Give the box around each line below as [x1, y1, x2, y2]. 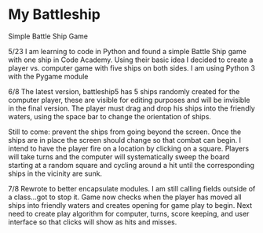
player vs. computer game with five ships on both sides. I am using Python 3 [8, 63, 255, 72]
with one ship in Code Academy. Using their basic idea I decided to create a [8, 55, 254, 64]
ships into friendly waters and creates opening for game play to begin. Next [8, 200, 253, 209]
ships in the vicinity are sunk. [8, 169, 103, 178]
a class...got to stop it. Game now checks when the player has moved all [8, 192, 242, 202]
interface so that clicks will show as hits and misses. [8, 217, 177, 227]
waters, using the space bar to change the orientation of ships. [8, 111, 212, 121]
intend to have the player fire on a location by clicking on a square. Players [8, 144, 250, 153]
